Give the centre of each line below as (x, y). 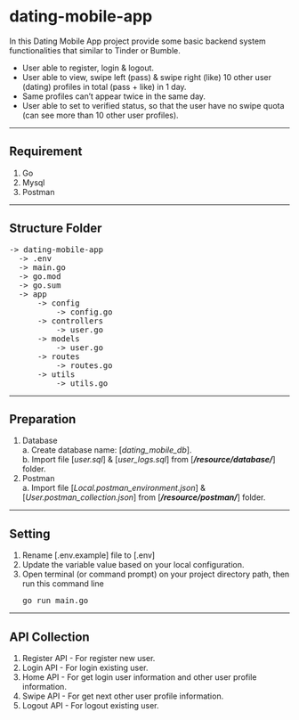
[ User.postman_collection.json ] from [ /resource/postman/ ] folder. (144, 497)
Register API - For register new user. (89, 658)
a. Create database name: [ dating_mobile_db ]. (107, 450)
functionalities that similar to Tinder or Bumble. (95, 50)
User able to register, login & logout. (88, 68)
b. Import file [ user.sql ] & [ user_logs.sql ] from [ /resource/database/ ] (149, 460)
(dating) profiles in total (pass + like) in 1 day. (104, 86)
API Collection (50, 637)
